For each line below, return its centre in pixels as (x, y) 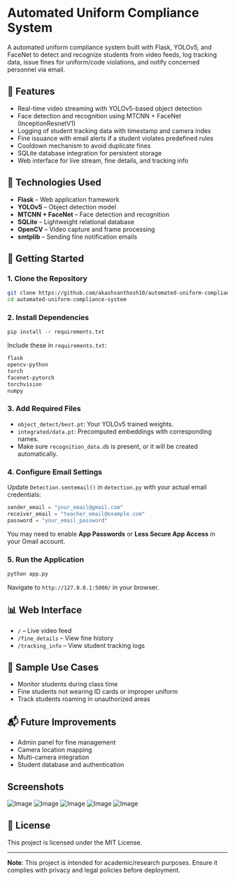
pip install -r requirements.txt (56, 332)
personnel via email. (36, 69)
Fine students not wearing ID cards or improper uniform (98, 692)
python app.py (28, 574)
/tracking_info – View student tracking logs (81, 645)
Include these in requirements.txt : (57, 345)
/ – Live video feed (44, 630)
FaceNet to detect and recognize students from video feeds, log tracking (112, 55)
